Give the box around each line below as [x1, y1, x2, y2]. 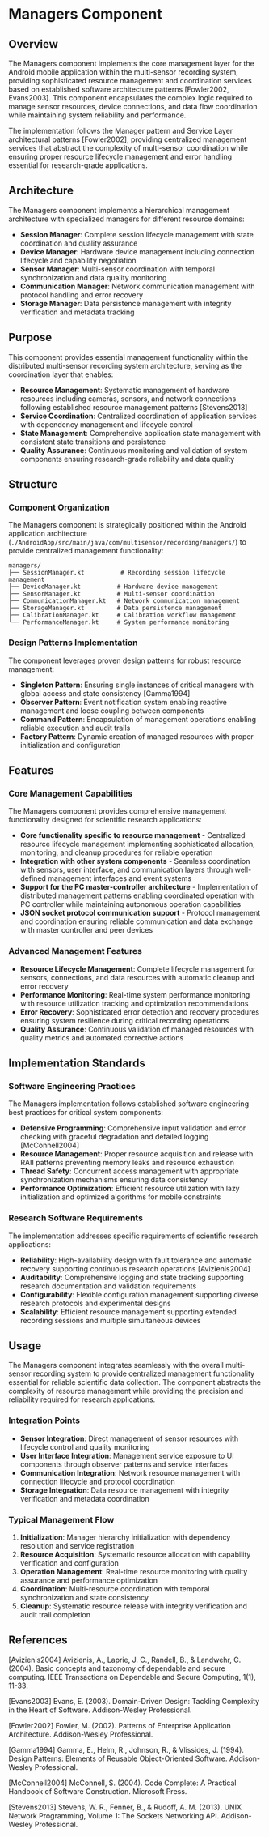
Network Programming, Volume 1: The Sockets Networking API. [8, 1810, 220, 1820]
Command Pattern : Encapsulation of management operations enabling [19, 714, 257, 724]
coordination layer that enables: [8, 370, 114, 379]
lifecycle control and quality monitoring [19, 1442, 150, 1451]
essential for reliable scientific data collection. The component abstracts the [8, 1378, 261, 1387]
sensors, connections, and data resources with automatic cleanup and [19, 972, 254, 982]
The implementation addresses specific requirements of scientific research [8, 1231, 258, 1241]
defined [19, 874, 47, 883]
